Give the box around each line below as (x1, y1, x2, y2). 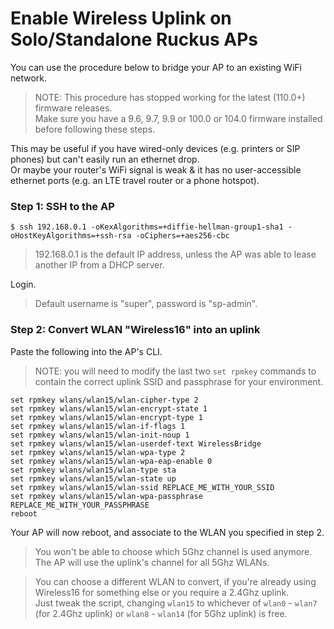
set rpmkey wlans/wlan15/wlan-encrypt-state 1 (10, 403, 208, 414)
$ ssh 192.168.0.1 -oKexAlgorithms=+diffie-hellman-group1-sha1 (10, 222, 284, 232)
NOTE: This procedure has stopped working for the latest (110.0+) (34, 91, 306, 103)
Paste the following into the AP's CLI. (10, 345, 163, 357)
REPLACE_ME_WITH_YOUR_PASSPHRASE (10, 500, 150, 510)
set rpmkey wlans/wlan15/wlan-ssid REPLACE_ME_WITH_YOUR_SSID (10, 482, 275, 492)
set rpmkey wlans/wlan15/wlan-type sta (10, 465, 177, 475)
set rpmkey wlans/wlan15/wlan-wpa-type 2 (10, 447, 186, 457)
